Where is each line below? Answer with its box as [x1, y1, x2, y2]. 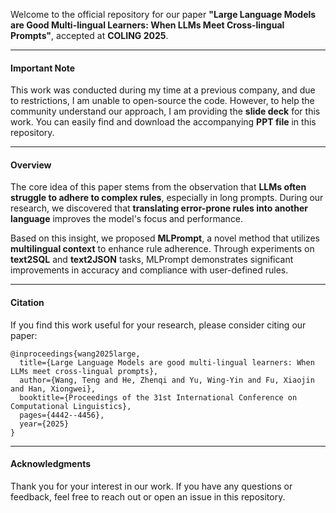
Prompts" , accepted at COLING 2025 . [10, 30, 169, 41]
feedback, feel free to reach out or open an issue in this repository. [10, 490, 286, 503]
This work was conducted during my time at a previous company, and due [10, 84, 316, 96]
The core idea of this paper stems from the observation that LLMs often [10, 181, 307, 193]
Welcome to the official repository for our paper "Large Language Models [10, 9, 317, 20]
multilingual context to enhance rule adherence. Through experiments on [10, 243, 315, 255]
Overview [10, 159, 52, 171]
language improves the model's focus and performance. [10, 213, 244, 225]
